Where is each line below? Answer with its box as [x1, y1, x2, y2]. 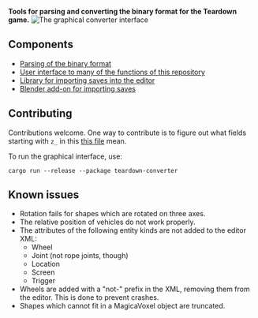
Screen [31, 267, 55, 277]
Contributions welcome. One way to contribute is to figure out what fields [8, 128, 247, 137]
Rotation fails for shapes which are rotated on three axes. [19, 209, 206, 219]
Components [8, 38, 73, 51]
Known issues [8, 189, 80, 202]
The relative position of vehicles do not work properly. [19, 217, 196, 227]
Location [31, 260, 61, 269]
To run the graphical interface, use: [8, 152, 122, 161]
